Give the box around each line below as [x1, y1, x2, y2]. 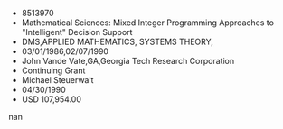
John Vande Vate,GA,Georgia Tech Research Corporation [21, 56, 235, 66]
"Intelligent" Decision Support [21, 27, 133, 37]
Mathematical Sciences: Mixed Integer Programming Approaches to [21, 17, 275, 28]
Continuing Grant [21, 65, 86, 76]
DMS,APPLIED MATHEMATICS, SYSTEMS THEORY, [21, 36, 214, 47]
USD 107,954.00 [21, 94, 82, 105]
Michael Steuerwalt [21, 75, 94, 85]
